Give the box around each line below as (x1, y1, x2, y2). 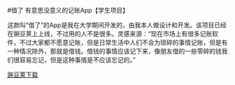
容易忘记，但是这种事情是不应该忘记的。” (19, 56, 136, 64)
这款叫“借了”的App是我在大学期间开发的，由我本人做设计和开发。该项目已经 (7, 21, 227, 29)
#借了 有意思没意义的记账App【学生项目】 (7, 6, 129, 14)
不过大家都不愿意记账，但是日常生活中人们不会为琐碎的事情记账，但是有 (19, 38, 228, 47)
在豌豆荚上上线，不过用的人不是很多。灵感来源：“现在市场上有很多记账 (7, 30, 213, 38)
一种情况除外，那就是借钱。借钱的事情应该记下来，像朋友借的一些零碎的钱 (7, 47, 222, 55)
